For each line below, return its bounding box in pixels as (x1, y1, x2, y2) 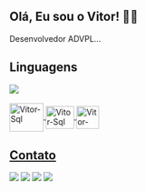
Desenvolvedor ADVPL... (9, 33, 102, 44)
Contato (9, 147, 56, 164)
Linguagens (9, 60, 78, 75)
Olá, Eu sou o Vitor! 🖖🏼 (9, 9, 139, 25)
